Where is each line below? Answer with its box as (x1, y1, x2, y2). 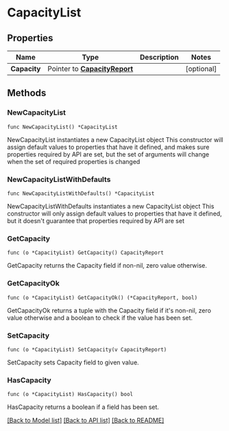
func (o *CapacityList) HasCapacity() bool (7, 391, 134, 398)
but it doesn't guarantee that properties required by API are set (7, 216, 185, 224)
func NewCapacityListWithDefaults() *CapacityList (7, 190, 155, 197)
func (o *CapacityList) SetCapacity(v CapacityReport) (7, 346, 167, 353)
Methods (7, 87, 47, 99)
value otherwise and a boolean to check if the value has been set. (7, 314, 193, 322)
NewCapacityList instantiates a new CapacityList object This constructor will (7, 135, 224, 143)
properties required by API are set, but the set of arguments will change (7, 150, 210, 159)
